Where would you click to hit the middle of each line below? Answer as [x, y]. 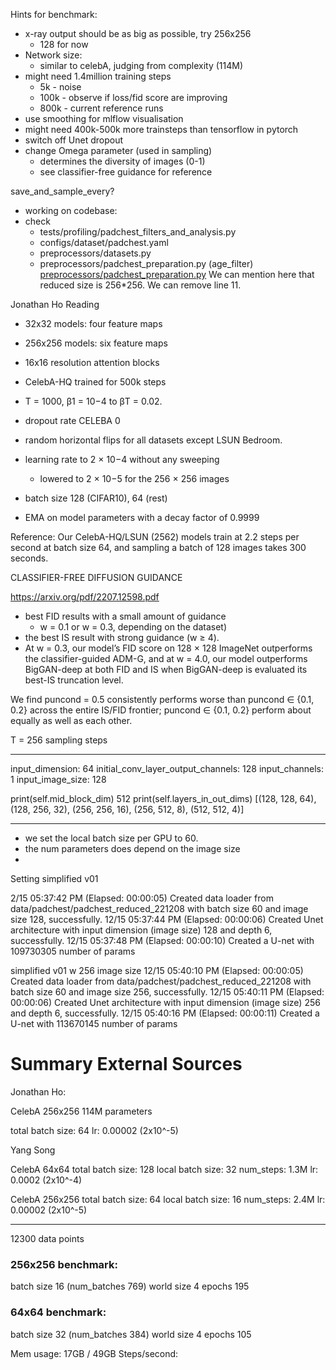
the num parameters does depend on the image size [132, 848]
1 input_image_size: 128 [58, 779]
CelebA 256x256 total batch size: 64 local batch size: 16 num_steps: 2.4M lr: [168, 1199]
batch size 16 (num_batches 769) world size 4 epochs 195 [130, 1286]
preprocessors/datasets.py [95, 253]
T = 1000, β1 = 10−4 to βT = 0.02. [93, 401]
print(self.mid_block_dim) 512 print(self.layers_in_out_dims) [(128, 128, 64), [163, 798]
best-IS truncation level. [74, 680]
